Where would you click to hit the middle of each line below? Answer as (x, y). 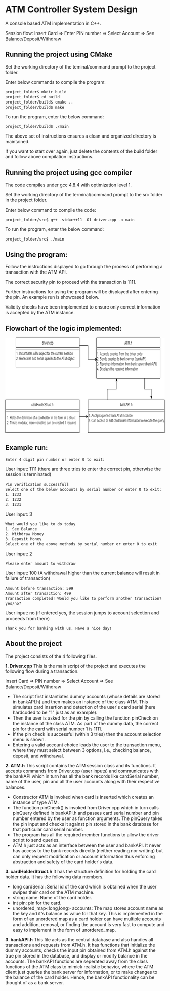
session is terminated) (28, 474)
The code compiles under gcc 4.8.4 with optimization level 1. (69, 185)
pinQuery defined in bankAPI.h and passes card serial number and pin (86, 813)
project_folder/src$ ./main (35, 239)
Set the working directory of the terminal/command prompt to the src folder (84, 194)
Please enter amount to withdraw (40, 564)
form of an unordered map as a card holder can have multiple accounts (87, 919)
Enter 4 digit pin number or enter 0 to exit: (55, 460)
